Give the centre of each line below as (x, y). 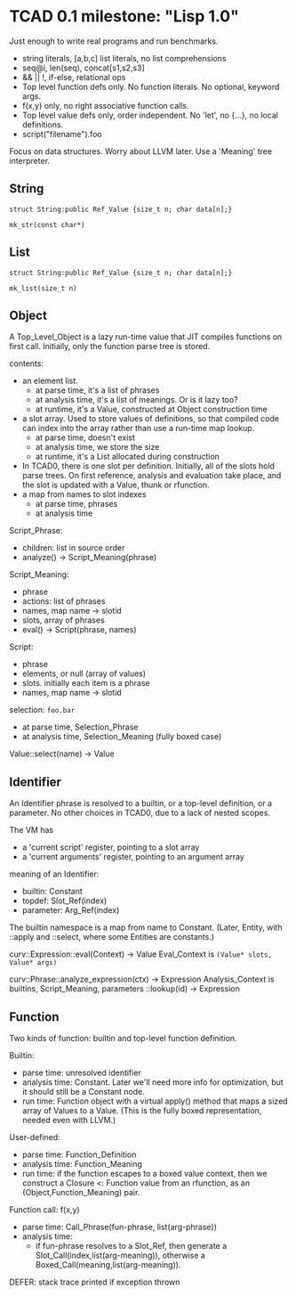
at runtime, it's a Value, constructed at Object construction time (152, 409)
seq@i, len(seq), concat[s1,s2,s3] (83, 68)
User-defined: (35, 1137)
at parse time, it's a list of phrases (97, 390)
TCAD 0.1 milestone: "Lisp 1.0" (124, 16)
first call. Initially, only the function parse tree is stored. (110, 346)
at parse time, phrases (76, 504)
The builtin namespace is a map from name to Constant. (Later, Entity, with (146, 927)
